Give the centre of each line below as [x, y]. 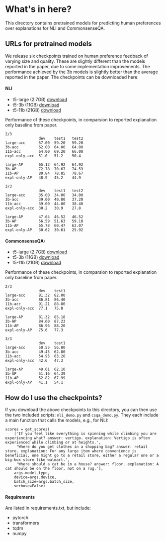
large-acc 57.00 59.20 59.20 [44, 143]
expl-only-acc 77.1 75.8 [34, 309]
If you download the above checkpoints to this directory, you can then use [81, 410]
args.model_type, [32, 473]
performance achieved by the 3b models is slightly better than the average [82, 72]
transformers [26, 523]
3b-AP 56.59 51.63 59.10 [44, 221]
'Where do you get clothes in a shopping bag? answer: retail [82, 446]
